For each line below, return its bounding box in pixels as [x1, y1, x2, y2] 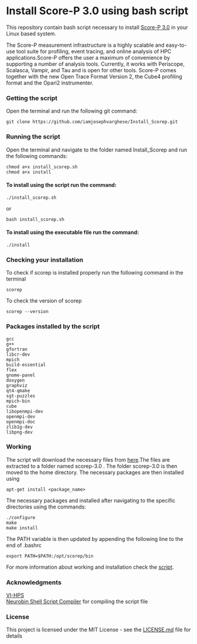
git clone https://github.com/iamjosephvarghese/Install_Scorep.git [6, 119, 178, 125]
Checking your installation [6, 256, 84, 264]
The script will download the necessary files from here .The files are [6, 456, 170, 463]
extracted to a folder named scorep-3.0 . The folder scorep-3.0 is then [6, 462, 178, 469]
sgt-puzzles [6, 392, 35, 399]
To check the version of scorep [6, 297, 82, 304]
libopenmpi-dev [6, 408, 44, 414]
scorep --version [6, 309, 49, 315]
